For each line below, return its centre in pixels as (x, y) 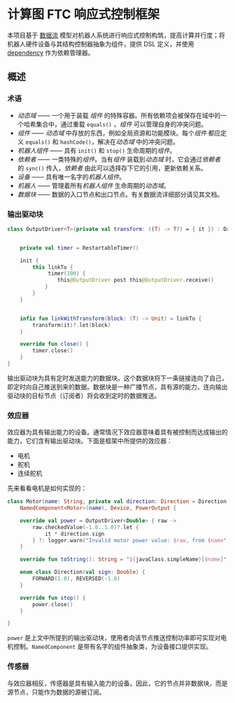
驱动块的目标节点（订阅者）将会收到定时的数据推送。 (84, 395)
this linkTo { (53, 267)
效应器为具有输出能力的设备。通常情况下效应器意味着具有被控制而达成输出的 (117, 432)
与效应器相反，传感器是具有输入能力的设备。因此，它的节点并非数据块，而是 (117, 683)
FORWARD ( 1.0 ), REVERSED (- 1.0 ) (76, 579)
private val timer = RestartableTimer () (79, 248)
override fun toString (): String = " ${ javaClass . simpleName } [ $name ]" (123, 560)
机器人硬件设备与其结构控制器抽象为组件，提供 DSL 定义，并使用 (101, 43)
